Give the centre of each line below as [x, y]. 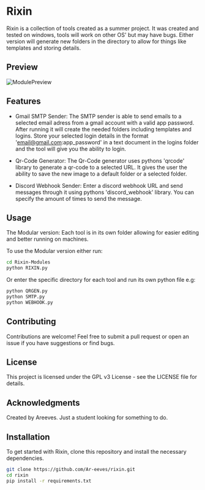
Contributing [31, 321]
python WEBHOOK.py [30, 302]
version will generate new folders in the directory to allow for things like [96, 41]
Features [24, 102]
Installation [28, 437]
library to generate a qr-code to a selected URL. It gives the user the [101, 167]
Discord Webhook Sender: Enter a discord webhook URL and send [99, 185]
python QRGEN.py [27, 291]
